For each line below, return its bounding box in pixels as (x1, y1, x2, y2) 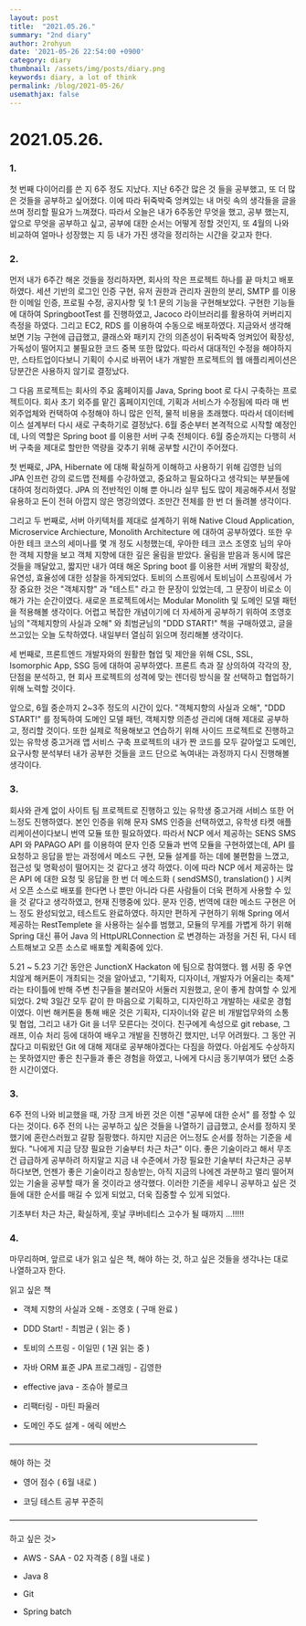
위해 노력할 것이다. (9, 683, 76, 694)
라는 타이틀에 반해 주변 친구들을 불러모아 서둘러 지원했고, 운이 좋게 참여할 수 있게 (9, 983, 297, 995)
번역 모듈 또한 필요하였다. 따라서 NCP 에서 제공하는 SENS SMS (69, 827, 297, 838)
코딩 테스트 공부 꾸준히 (22, 1496, 104, 1507)
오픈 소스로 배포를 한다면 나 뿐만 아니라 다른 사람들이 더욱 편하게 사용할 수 (18, 885, 282, 896)
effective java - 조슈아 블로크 (22, 1381, 129, 1392)
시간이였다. (18, 1064, 59, 1075)
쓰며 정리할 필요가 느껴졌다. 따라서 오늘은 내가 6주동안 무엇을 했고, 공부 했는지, (9, 206, 290, 217)
